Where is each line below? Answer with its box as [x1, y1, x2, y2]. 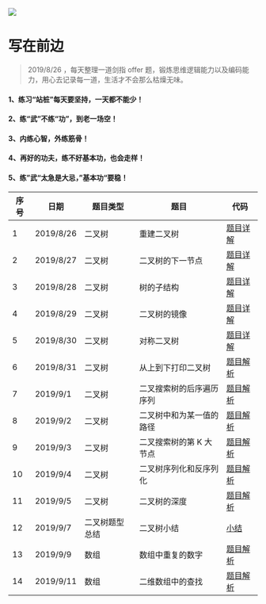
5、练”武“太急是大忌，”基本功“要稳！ [8, 173, 128, 182]
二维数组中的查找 [139, 575, 203, 587]
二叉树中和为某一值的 [139, 409, 219, 420]
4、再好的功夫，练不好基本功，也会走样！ [8, 153, 145, 162]
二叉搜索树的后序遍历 [139, 383, 219, 394]
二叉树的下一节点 [139, 254, 203, 266]
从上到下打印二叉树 [139, 361, 211, 373]
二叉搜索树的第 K [139, 436, 203, 447]
